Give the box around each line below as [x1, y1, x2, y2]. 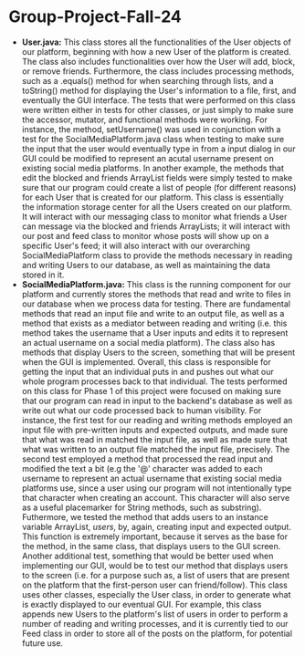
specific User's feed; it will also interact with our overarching [21, 240, 250, 251]
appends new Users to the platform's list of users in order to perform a [21, 609, 289, 620]
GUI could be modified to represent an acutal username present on [21, 152, 275, 163]
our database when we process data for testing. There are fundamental [21, 298, 291, 309]
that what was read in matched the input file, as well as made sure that [21, 433, 289, 444]
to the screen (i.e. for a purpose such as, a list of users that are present [21, 569, 290, 580]
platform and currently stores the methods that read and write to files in [21, 288, 291, 299]
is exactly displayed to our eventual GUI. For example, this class [21, 599, 262, 609]
